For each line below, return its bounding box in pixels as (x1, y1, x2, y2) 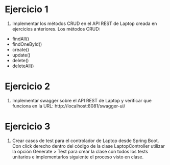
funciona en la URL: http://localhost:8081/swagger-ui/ (12, 103, 126, 109)
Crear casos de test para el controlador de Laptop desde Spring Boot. (12, 137, 159, 144)
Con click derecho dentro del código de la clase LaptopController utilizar (12, 143, 165, 149)
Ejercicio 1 (5, 4, 48, 15)
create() (12, 46, 29, 52)
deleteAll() (12, 63, 34, 69)
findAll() (12, 36, 29, 42)
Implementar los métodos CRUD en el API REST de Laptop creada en (12, 20, 157, 26)
